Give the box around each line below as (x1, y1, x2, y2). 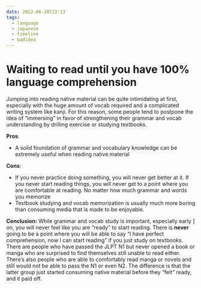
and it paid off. (6, 275, 42, 282)
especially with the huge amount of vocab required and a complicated (6, 102, 179, 109)
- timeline (11, 31, 39, 37)
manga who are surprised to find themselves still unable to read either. (6, 249, 181, 256)
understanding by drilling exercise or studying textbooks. (6, 121, 147, 128)
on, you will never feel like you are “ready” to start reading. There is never (6, 224, 189, 231)
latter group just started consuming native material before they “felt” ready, (6, 268, 192, 275)
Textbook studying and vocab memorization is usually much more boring (14, 199, 196, 206)
